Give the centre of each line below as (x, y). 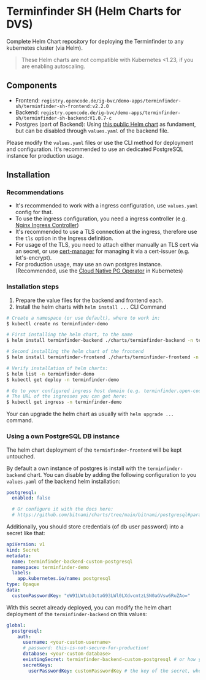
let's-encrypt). (33, 258)
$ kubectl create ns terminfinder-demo (57, 323)
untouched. (21, 456)
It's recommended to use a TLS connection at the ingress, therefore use (106, 232)
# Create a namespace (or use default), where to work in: (83, 318)
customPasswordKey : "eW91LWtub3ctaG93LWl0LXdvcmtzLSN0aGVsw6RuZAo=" (101, 596)
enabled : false (31, 498)
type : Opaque (23, 584)
